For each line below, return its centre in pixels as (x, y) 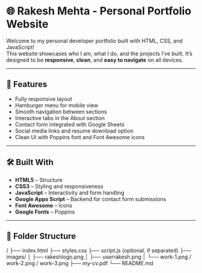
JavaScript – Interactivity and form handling (69, 193)
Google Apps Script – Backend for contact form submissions (90, 199)
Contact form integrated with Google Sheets (70, 124)
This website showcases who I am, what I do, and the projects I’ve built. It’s (99, 53)
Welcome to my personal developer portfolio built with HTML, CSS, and (95, 41)
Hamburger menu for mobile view (57, 105)
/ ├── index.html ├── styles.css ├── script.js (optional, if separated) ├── (99, 251)
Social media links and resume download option (74, 131)
